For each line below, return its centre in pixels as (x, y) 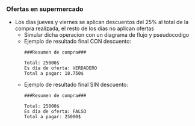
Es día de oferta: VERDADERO (60, 68)
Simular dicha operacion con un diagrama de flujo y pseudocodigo (107, 35)
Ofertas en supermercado (45, 9)
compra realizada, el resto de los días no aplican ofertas (85, 28)
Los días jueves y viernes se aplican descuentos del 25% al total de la (101, 22)
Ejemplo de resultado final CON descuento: (77, 42)
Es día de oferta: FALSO (55, 112)
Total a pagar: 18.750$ (54, 74)
